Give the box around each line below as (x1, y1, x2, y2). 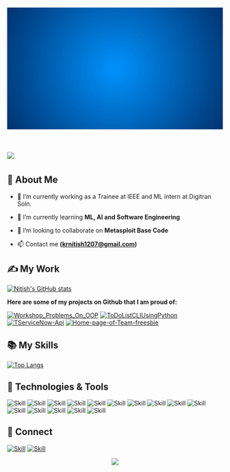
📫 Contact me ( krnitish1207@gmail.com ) (16, 239, 138, 248)
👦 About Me (7, 174, 58, 186)
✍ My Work (7, 263, 60, 274)
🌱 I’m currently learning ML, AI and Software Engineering (16, 213, 180, 221)
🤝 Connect (7, 426, 53, 438)
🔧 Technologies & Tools (7, 381, 109, 392)
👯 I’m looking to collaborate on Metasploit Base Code (16, 226, 169, 234)
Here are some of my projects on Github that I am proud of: (7, 298, 177, 306)
